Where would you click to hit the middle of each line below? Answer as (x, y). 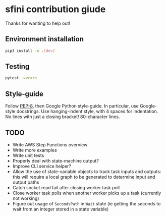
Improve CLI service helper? (42, 166)
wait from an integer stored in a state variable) (61, 209)
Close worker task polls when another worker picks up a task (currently (87, 193)
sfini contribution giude (56, 9)
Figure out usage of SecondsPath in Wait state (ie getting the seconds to (87, 203)
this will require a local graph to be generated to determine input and (84, 177)
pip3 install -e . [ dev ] (30, 51)
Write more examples (35, 150)
